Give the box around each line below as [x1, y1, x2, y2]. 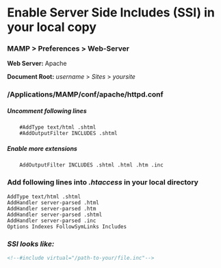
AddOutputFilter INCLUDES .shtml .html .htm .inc [19, 162, 164, 169]
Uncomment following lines [7, 107, 87, 114]
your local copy [7, 19, 97, 35]
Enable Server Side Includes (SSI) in [7, 5, 216, 21]
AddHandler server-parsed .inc [7, 217, 96, 224]
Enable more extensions [7, 144, 77, 152]
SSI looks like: [7, 239, 55, 248]
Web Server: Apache [7, 60, 67, 68]
